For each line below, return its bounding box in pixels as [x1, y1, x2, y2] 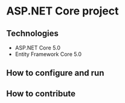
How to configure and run [6, 68, 104, 78]
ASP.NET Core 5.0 [14, 44, 61, 51]
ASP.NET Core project [6, 4, 119, 18]
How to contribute [6, 89, 76, 99]
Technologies [6, 28, 59, 39]
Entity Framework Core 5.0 [14, 51, 82, 58]
